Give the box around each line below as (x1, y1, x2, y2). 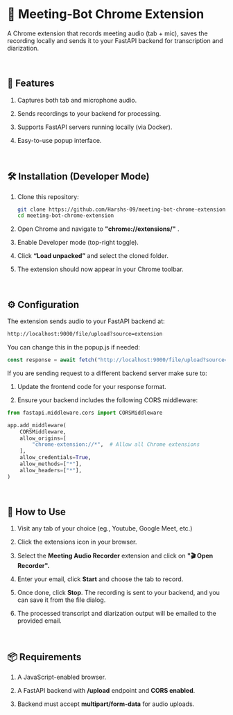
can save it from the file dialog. (17, 596, 106, 604)
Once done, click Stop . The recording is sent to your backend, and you (17, 589, 221, 597)
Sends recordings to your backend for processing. (17, 109, 162, 117)
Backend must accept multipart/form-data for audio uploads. (17, 700, 195, 708)
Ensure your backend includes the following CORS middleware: (17, 395, 198, 404)
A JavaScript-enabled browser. (17, 673, 106, 682)
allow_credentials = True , (19, 454, 92, 461)
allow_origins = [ (19, 435, 67, 442)
